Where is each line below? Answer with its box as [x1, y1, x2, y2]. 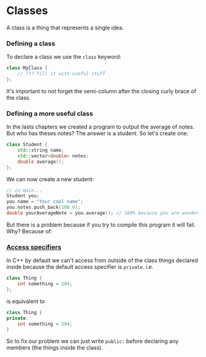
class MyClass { [6, 65, 48, 71]
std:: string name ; [17, 148, 64, 154]
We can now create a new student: [6, 175, 94, 182]
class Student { [6, 141, 48, 148]
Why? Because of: [6, 227, 53, 235]
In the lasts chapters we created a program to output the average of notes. [6, 123, 195, 130]
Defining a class [6, 39, 55, 48]
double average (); [17, 159, 64, 165]
